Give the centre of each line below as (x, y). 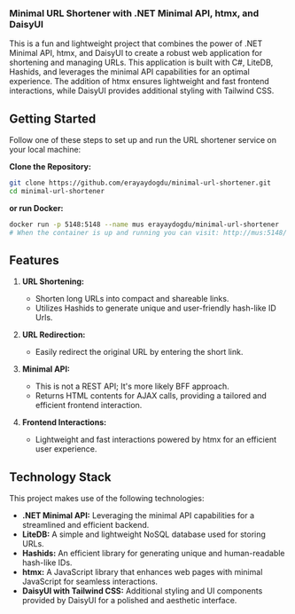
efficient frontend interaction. (89, 405)
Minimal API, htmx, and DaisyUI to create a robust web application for (136, 53)
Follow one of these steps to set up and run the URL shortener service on (143, 140)
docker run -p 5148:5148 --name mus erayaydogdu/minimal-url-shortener (144, 224)
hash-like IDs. (47, 563)
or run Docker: (36, 208)
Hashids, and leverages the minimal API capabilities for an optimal (129, 72)
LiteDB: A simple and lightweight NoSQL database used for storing (144, 534)
